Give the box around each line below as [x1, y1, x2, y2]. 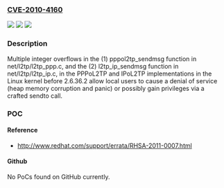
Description [7, 39, 48, 49]
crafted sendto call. [7, 92, 63, 100]
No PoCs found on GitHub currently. [7, 172, 110, 181]
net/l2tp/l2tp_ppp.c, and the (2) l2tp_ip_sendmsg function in [7, 62, 179, 70]
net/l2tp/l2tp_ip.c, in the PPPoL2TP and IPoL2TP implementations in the [7, 69, 212, 78]
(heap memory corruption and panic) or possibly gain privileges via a [7, 84, 205, 92]
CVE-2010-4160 [7, 5, 63, 15]
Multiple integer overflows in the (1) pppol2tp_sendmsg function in [7, 54, 197, 63]
